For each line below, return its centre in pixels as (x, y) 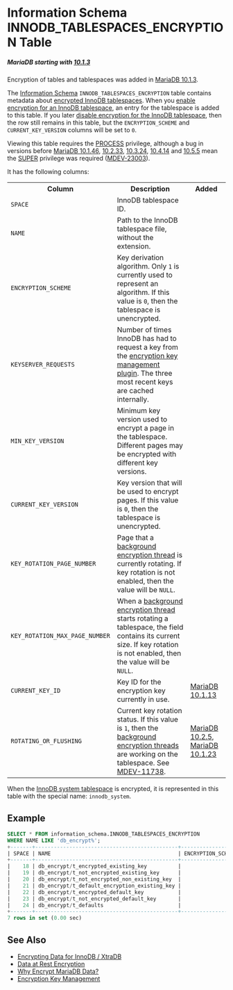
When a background (150, 601)
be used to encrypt (148, 492)
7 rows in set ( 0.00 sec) (44, 918)
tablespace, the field (150, 628)
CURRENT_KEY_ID (36, 691)
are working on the (147, 754)
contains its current (148, 636)
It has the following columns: (48, 172)
